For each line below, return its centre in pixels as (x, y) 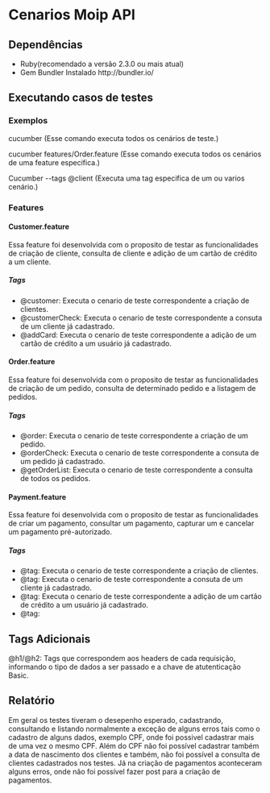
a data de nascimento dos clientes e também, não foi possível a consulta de (134, 754)
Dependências (46, 45)
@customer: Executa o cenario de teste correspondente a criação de (135, 301)
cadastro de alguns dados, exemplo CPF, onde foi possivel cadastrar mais (131, 737)
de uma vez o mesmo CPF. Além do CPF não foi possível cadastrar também (134, 745)
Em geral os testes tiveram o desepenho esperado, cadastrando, (116, 720)
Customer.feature (39, 226)
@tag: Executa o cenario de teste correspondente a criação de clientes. (139, 571)
